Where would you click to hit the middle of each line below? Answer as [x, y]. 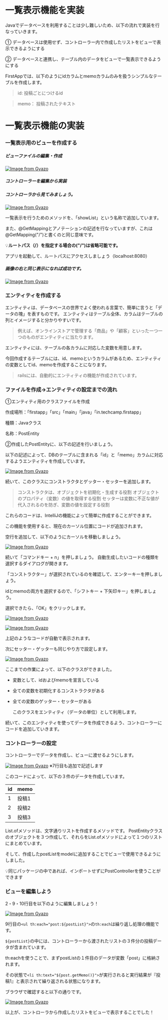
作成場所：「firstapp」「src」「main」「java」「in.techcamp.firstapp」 [74, 412]
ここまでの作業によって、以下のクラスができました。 [60, 669]
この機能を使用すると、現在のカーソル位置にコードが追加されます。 [75, 526]
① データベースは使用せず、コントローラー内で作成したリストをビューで [81, 42]
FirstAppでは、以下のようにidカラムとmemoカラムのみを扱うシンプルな [79, 76]
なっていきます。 [23, 31]
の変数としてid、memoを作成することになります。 [57, 364]
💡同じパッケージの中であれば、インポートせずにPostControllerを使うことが [83, 871]
